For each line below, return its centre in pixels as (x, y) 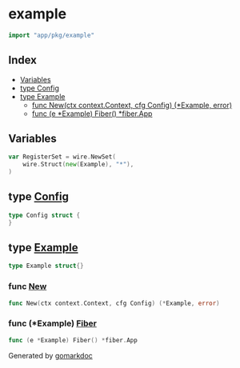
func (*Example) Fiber (53, 323)
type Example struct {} (46, 266)
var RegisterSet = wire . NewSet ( (62, 157)
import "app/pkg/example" (51, 35)
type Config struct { (44, 215)
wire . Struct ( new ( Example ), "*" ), (78, 165)
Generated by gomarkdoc (51, 355)
